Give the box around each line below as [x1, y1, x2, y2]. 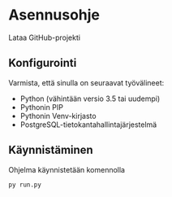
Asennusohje [8, 6, 100, 24]
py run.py [8, 181, 42, 189]
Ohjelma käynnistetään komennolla [8, 164, 126, 174]
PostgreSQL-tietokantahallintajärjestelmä [19, 120, 157, 129]
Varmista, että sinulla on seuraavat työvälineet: [8, 77, 165, 87]
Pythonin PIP [19, 102, 63, 112]
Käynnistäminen [8, 143, 93, 157]
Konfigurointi [8, 56, 77, 70]
